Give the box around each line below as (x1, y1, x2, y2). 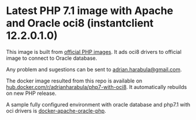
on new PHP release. (6, 90, 57, 97)
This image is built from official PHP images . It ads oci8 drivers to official (6, 48, 182, 55)
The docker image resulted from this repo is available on (6, 77, 143, 84)
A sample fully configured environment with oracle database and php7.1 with (6, 101, 191, 108)
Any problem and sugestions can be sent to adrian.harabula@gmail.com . (6, 66, 182, 73)
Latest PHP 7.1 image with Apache (6, 4, 174, 18)
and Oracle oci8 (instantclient (6, 16, 154, 30)
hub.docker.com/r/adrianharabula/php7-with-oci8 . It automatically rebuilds (6, 83, 187, 90)
